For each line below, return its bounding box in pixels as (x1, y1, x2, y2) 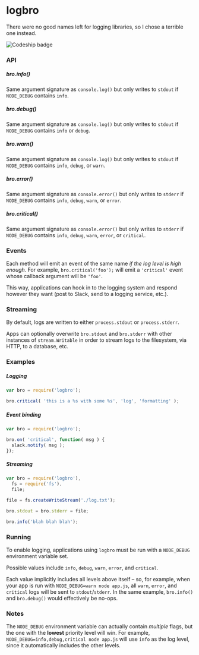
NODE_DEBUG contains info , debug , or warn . (6, 162, 106, 169)
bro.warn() (6, 140, 34, 147)
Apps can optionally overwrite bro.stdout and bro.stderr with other (6, 330, 172, 338)
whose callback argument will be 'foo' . (6, 273, 103, 279)
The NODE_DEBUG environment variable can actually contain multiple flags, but (6, 623, 193, 630)
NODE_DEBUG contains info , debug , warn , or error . (6, 197, 122, 204)
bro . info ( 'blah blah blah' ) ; (6, 518, 78, 525)
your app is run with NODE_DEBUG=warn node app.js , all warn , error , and (6, 582, 177, 589)
